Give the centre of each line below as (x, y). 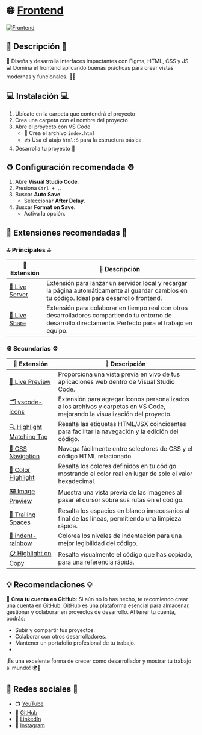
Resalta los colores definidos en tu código (117, 466)
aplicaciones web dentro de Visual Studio (117, 382)
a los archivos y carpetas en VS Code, (112, 407)
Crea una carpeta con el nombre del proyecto (71, 120)
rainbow (21, 543)
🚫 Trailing (23, 514)
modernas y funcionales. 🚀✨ (41, 77)
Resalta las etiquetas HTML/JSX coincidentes (122, 424)
